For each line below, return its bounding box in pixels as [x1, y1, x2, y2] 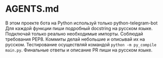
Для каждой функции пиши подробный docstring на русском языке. [5, 25, 153, 31]
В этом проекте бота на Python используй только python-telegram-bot [5, 20, 158, 26]
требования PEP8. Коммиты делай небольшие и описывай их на [5, 36, 145, 42]
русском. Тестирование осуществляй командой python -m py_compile [5, 41, 156, 47]
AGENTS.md [5, 3, 59, 15]
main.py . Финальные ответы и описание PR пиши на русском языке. [5, 47, 153, 53]
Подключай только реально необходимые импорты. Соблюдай [5, 31, 143, 37]
